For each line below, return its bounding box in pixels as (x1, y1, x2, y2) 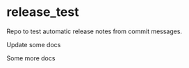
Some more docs (6, 53, 56, 62)
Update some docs (6, 40, 61, 49)
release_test (6, 4, 79, 20)
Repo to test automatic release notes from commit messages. (6, 27, 182, 35)
